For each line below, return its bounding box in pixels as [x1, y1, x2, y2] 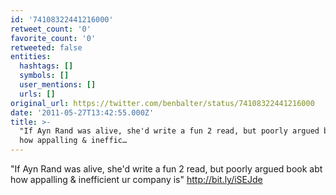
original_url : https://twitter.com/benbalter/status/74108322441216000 [10, 98, 315, 108]
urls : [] [19, 89, 56, 99]
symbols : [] [19, 71, 70, 81]
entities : [10, 52, 52, 62]
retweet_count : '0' [10, 24, 92, 34]
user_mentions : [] [19, 80, 97, 90]
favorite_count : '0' [10, 33, 97, 43]
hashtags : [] [19, 61, 74, 71]
